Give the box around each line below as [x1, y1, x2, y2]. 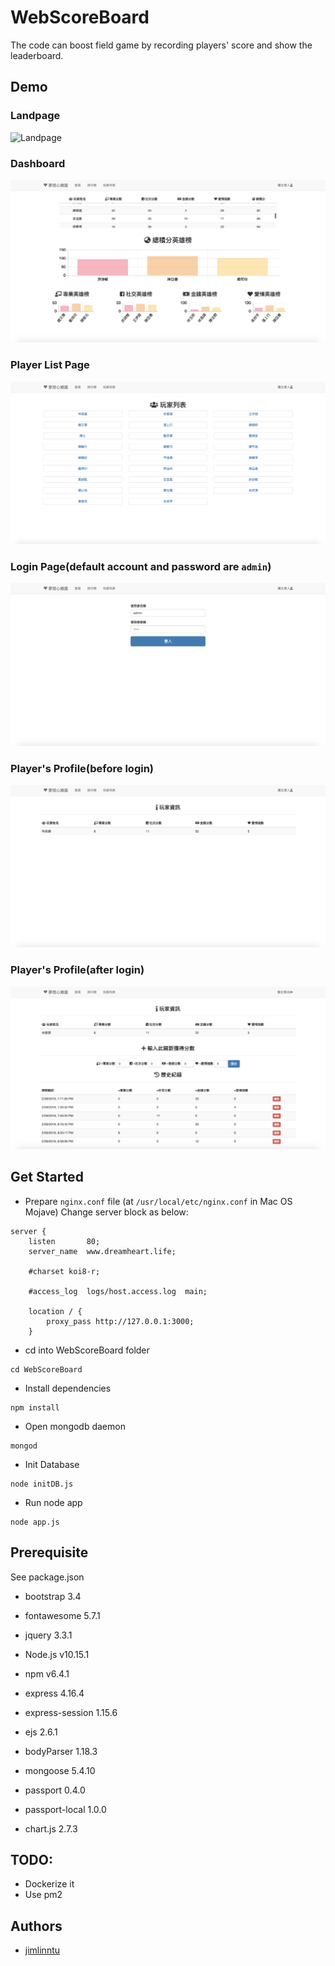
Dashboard [10, 156, 66, 170]
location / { [28, 1306, 83, 1316]
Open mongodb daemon [24, 1420, 126, 1432]
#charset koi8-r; [28, 1266, 101, 1276]
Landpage [10, 109, 61, 123]
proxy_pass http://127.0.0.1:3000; [46, 1316, 195, 1326]
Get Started [10, 1169, 84, 1186]
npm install [10, 1402, 60, 1413]
